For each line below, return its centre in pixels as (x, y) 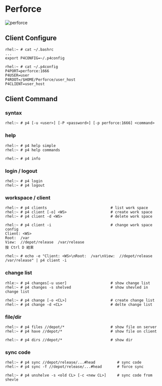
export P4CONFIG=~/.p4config (35, 58)
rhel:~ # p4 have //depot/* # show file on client (81, 331)
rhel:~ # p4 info (23, 158)
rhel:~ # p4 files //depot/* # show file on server (81, 327)
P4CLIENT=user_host (25, 84)
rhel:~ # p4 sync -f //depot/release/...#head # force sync (74, 367)
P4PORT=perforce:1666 (27, 71)
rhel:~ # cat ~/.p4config (31, 67)
